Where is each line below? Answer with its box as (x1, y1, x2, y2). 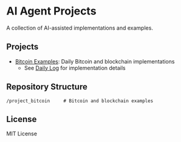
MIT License (6, 130, 38, 137)
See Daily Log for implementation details (24, 64, 126, 71)
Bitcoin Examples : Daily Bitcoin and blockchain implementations (15, 57, 175, 65)
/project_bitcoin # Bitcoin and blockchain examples (6, 98, 154, 104)
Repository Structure (6, 82, 88, 92)
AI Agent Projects (6, 4, 97, 18)
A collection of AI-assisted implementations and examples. (6, 24, 154, 31)
